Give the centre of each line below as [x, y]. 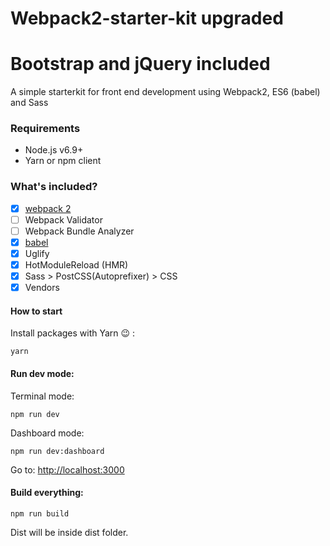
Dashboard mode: [47, 433]
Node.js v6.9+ [54, 150]
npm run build [40, 513]
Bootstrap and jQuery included [140, 64]
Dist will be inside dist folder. [69, 532]
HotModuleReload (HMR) [76, 265]
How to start [36, 311]
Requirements [45, 129]
